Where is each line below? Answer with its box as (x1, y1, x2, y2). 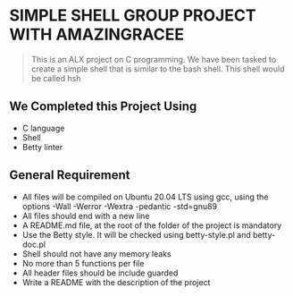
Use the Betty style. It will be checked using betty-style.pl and (21, 229, 252, 240)
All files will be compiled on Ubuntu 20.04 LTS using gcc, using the (21, 191, 269, 202)
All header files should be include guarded (21, 267, 179, 278)
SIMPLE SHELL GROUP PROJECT (9, 5, 256, 26)
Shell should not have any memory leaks (21, 248, 172, 259)
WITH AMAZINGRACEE (9, 24, 185, 45)
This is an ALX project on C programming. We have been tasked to (30, 54, 277, 64)
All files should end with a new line (21, 210, 150, 221)
